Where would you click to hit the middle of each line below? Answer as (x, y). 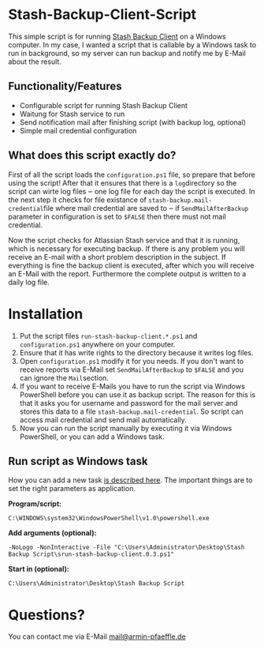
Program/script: (35, 504)
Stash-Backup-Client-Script (102, 15)
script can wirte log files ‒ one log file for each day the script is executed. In (132, 191)
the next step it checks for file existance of (78, 200)
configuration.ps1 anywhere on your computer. (97, 344)
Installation (46, 314)
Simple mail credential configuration (78, 130)
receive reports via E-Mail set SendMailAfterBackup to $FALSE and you (132, 370)
